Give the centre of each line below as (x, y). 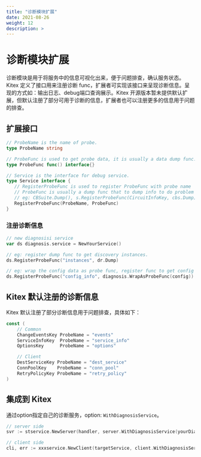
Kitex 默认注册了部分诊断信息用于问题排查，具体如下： (73, 312)
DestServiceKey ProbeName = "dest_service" (72, 363)
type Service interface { (38, 181)
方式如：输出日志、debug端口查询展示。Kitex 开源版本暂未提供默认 (100, 93)
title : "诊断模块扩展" (32, 12)
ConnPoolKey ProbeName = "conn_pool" (68, 368)
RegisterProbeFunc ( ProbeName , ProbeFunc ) (66, 203)
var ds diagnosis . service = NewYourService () (64, 243)
